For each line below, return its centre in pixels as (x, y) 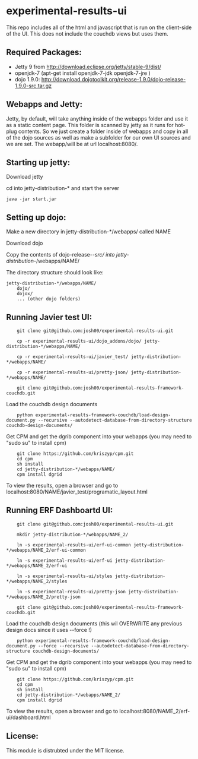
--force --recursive (63, 646)
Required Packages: (44, 53)
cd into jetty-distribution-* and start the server (63, 188)
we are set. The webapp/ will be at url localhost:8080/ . (72, 144)
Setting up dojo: (36, 217)
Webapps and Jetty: (44, 104)
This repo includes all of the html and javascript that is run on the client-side (99, 27)
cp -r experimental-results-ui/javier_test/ (73, 357)
